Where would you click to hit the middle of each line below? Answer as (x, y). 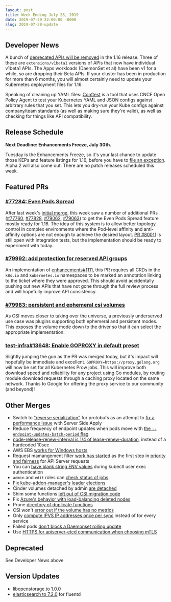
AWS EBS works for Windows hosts (50, 450)
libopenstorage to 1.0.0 (37, 589)
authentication (28, 472)
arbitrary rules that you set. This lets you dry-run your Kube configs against (84, 105)
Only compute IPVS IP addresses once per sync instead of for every (84, 515)
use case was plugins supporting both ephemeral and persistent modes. (81, 321)
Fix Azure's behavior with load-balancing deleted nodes (71, 499)
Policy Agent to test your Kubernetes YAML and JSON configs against (79, 100)
